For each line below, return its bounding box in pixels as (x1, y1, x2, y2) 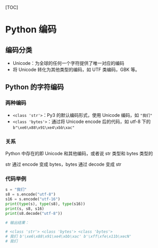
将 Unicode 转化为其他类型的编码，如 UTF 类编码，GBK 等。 (12, 66, 140, 72)
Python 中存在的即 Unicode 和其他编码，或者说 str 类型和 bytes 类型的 (5, 150, 153, 156)
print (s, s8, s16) (5, 206, 44, 211)
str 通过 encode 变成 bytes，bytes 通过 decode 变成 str (5, 161, 122, 167)
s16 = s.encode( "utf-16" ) (5, 196, 60, 202)
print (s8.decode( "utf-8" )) (5, 211, 63, 216)
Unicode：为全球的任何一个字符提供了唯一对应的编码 (12, 60, 125, 66)
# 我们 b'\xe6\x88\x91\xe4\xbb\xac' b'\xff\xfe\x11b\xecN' (5, 234, 132, 239)
